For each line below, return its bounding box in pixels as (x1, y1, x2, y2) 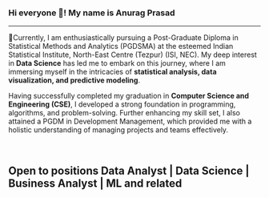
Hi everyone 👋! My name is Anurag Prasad (8, 7, 175, 18)
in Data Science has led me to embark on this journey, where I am (8, 59, 227, 68)
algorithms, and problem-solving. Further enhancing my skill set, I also (8, 108, 241, 118)
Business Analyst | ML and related (8, 176, 183, 190)
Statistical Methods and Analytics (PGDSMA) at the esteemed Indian (8, 42, 234, 51)
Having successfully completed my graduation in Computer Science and (8, 91, 250, 101)
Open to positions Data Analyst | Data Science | (8, 164, 250, 177)
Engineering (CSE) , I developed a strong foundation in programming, (8, 99, 236, 109)
